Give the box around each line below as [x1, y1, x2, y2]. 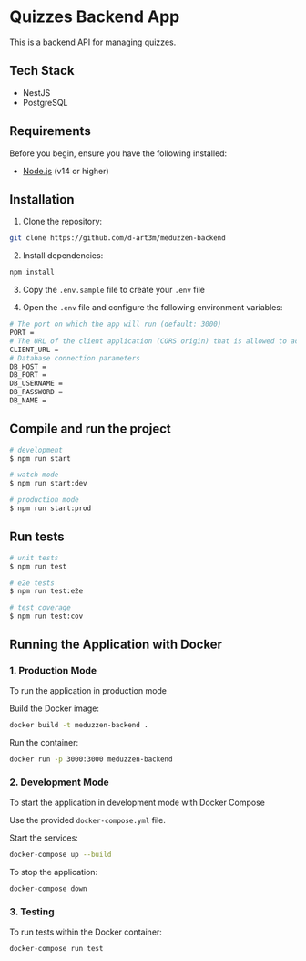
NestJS [22, 87, 51, 98]
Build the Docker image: [9, 703, 100, 714]
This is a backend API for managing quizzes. [9, 37, 177, 47]
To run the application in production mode [9, 684, 167, 695]
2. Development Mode [9, 776, 109, 789]
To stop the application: [9, 866, 98, 877]
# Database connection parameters [9, 353, 141, 362]
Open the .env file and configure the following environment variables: [22, 302, 283, 313]
